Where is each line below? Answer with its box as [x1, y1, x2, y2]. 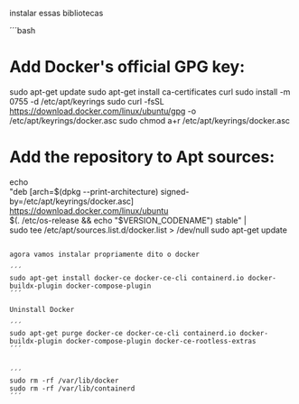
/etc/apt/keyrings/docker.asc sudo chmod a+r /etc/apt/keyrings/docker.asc [9, 115, 291, 125]
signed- [160, 186, 190, 197]
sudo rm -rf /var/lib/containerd [9, 383, 135, 393]
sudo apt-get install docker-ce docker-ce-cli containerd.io [9, 273, 245, 282]
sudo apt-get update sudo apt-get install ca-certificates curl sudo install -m [9, 86, 291, 97]
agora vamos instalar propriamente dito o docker [9, 250, 201, 259]
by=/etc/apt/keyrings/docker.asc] [9, 196, 134, 207]
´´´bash [9, 25, 36, 35]
